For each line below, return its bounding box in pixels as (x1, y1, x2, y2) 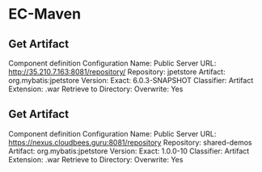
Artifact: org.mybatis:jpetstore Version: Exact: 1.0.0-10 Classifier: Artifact (8, 146, 250, 156)
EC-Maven (8, 5, 82, 23)
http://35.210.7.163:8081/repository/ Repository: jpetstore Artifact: (8, 67, 226, 77)
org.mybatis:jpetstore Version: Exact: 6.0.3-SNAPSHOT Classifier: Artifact (8, 76, 254, 85)
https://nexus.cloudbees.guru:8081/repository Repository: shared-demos (8, 137, 252, 147)
